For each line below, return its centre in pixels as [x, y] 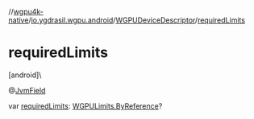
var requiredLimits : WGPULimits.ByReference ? [85, 106]
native [19, 20]
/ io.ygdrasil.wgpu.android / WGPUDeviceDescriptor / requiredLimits [137, 20]
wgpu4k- [29, 12]
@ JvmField [27, 90]
